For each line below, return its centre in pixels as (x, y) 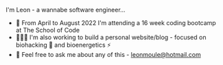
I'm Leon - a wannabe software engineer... (66, 10)
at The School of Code (47, 30)
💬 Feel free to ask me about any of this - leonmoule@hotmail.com (108, 55)
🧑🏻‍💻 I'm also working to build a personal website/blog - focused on (111, 37)
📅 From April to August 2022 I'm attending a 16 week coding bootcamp (116, 23)
